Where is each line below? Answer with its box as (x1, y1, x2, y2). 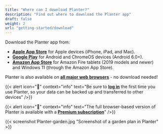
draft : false (5, 16, 32, 21)
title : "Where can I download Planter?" (5, 7, 90, 12)
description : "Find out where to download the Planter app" (5, 12, 132, 17)
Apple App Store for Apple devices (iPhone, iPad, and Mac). (12, 49, 135, 55)
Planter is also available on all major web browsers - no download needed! (5, 74, 158, 80)
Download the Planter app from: (5, 39, 70, 45)
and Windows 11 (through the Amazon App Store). (12, 65, 114, 71)
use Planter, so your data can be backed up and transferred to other (5, 89, 144, 95)
